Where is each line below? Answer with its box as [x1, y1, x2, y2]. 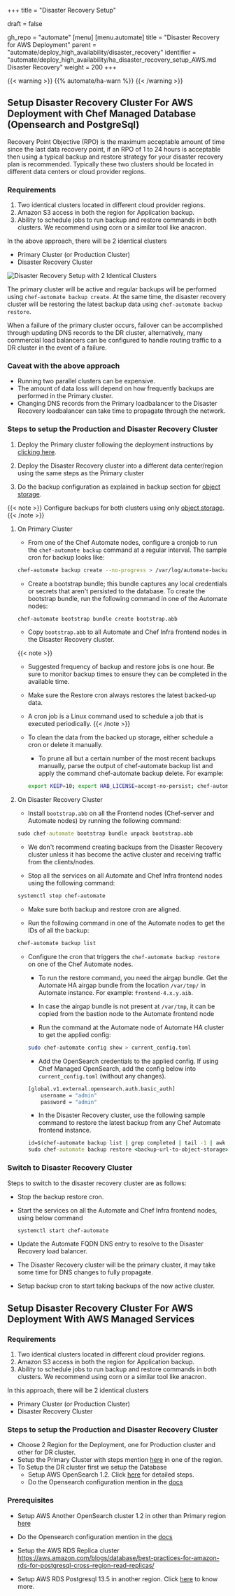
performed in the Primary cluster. [17, 392, 113, 400]
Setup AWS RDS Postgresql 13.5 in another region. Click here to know [17, 1574, 218, 1583]
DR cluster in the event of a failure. [7, 343, 107, 352]
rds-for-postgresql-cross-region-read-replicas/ [17, 1561, 155, 1569]
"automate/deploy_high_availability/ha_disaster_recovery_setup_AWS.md [7, 55, 217, 64]
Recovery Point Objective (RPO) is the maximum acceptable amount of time [7, 137, 225, 146]
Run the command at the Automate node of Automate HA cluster [38, 1023, 225, 1031]
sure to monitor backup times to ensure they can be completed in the [27, 670, 227, 678]
